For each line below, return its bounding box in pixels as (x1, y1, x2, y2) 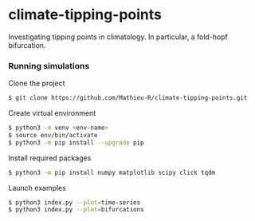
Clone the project (8, 78, 65, 89)
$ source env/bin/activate (8, 131, 98, 139)
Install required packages (8, 153, 92, 163)
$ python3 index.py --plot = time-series (8, 198, 141, 207)
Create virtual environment (8, 109, 96, 118)
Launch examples (8, 183, 66, 192)
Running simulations (8, 60, 90, 71)
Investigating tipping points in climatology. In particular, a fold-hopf (8, 32, 229, 41)
